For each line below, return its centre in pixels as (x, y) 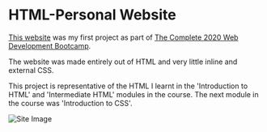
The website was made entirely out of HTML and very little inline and (123, 62)
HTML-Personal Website (92, 15)
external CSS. (31, 70)
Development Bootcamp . (50, 45)
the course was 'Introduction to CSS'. (70, 103)
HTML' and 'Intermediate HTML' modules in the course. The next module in (133, 94)
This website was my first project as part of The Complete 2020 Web (123, 37)
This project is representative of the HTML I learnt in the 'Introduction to (128, 86)
